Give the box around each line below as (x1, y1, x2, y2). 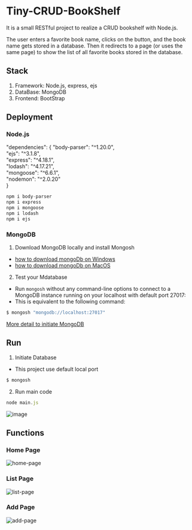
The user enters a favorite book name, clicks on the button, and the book (6, 35, 186, 43)
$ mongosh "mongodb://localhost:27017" (6, 309, 106, 316)
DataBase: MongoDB (14, 88, 67, 96)
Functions (6, 428, 45, 438)
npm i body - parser (6, 193, 52, 200)
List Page (6, 475, 34, 483)
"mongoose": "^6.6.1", (6, 169, 60, 177)
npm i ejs (6, 216, 31, 222)
